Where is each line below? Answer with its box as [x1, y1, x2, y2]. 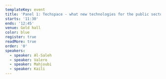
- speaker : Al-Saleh [9, 53, 52, 58]
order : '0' [5, 44, 28, 49]
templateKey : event [5, 7, 45, 12]
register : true [5, 35, 37, 40]
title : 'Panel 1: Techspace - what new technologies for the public [5, 12, 149, 17]
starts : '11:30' [5, 16, 39, 21]
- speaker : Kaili [9, 67, 45, 72]
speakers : [5, 48, 26, 53]
